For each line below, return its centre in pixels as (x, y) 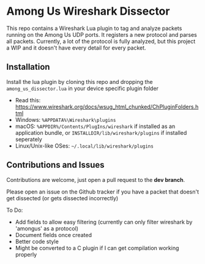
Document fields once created (53, 235)
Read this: (28, 100)
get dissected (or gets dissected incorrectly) (62, 198)
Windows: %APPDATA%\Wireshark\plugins (65, 119)
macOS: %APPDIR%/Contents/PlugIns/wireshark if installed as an (95, 126)
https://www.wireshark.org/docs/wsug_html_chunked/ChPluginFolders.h (107, 107)
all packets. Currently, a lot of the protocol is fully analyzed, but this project (101, 41)
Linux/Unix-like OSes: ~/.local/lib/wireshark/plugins (84, 146)
